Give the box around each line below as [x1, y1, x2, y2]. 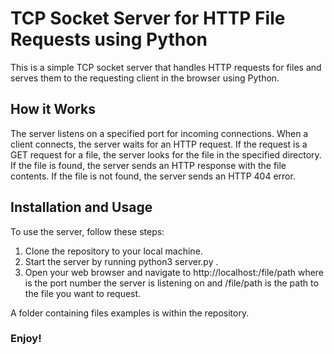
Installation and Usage [10, 199, 153, 216]
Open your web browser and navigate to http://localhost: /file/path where [24, 266, 325, 278]
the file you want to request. [24, 287, 142, 299]
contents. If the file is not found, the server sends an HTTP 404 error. [10, 170, 296, 182]
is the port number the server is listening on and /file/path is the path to [24, 277, 319, 289]
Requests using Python [10, 28, 208, 51]
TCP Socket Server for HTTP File [10, 7, 286, 30]
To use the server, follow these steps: [10, 225, 165, 237]
